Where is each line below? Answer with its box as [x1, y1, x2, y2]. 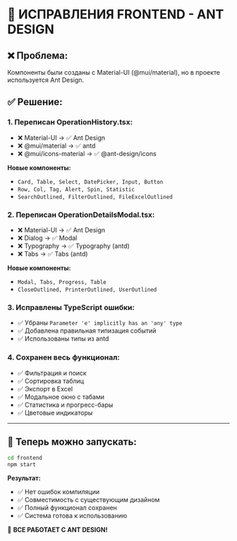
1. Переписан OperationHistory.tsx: [7, 117, 133, 127]
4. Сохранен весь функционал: [7, 352, 120, 362]
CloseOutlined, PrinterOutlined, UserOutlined [17, 286, 157, 293]
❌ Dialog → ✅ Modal [17, 233, 78, 242]
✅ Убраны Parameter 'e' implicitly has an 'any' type [17, 319, 183, 327]
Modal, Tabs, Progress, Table [17, 278, 107, 285]
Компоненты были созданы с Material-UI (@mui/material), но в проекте [7, 69, 221, 76]
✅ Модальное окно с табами [17, 392, 104, 401]
